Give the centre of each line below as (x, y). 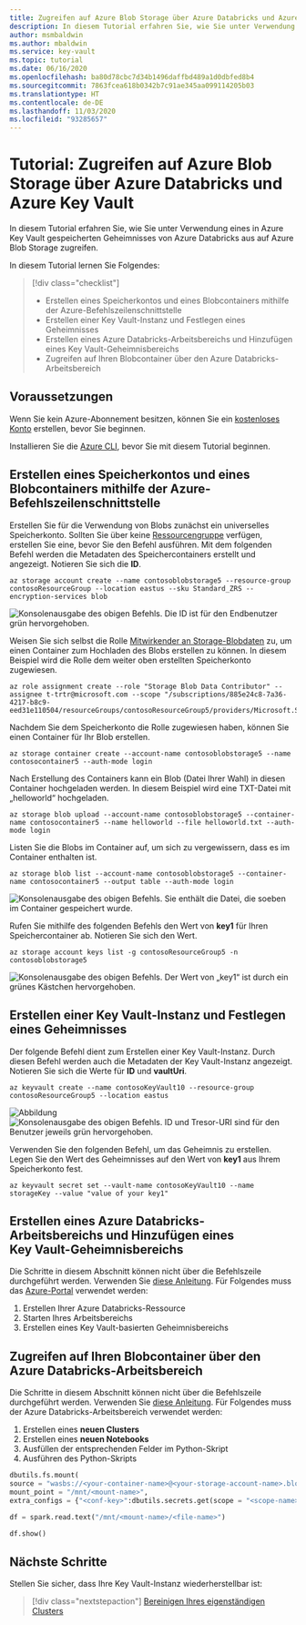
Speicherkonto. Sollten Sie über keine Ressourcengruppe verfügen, (136, 534)
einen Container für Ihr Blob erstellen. (80, 736)
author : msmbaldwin (46, 35)
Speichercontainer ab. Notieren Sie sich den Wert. (103, 935)
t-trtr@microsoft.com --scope (103, 694)
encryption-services (49, 596)
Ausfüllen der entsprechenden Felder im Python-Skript (125, 1449)
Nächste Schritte (58, 1562)
